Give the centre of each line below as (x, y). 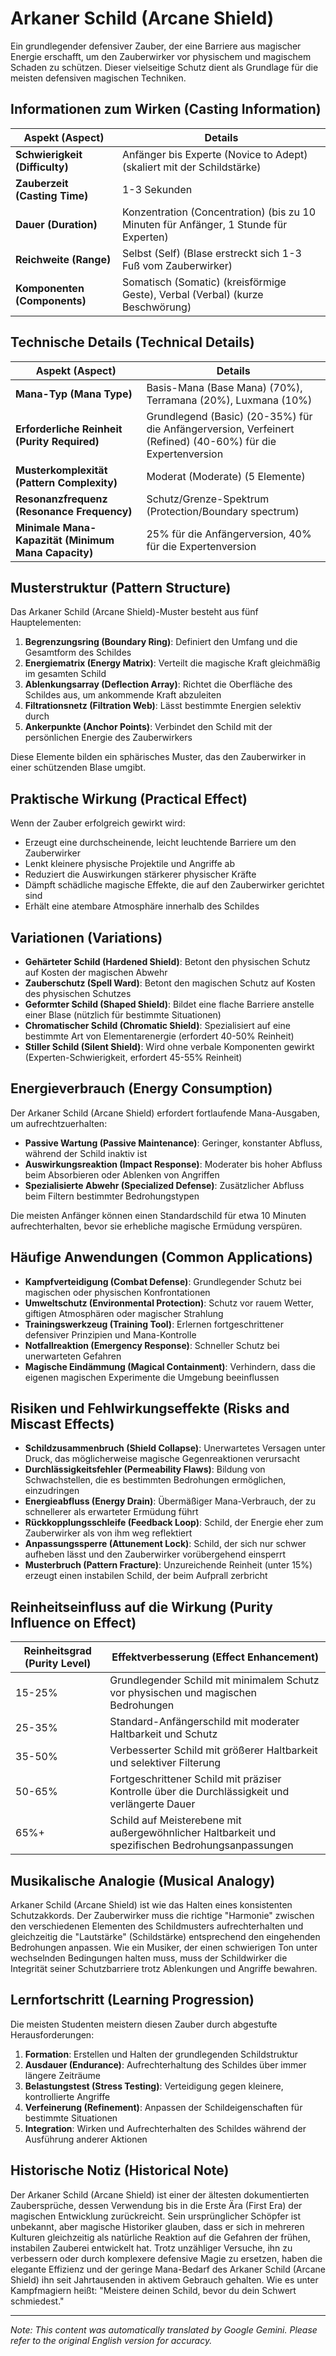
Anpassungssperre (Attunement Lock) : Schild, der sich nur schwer (165, 1544)
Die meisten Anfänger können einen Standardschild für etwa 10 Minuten (158, 1215)
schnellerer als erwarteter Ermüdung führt (111, 1512)
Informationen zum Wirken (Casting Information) (166, 109)
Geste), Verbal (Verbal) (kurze (192, 294)
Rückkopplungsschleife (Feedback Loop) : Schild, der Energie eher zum (174, 1523)
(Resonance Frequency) (74, 511)
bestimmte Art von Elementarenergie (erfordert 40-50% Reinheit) (159, 1036)
